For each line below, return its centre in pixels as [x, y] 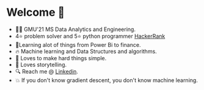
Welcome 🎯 [36, 12]
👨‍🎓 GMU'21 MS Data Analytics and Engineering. [75, 29]
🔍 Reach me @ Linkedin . [46, 71]
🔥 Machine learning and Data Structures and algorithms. [86, 51]
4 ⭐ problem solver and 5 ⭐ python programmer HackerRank [90, 36]
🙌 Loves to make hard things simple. [61, 58]
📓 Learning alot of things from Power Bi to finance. [78, 44]
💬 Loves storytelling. [41, 64]
